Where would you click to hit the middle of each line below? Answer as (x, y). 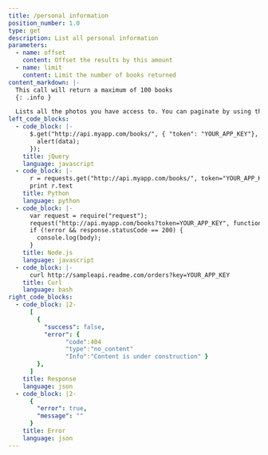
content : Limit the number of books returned (100, 75)
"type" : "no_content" (99, 349)
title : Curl (42, 283)
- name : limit (39, 68)
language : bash (48, 290)
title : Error (44, 431)
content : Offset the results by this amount (98, 61)
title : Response (50, 379)
